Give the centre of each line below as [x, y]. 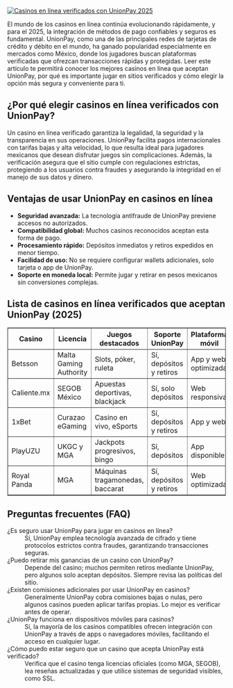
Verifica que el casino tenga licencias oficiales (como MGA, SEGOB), [122, 664]
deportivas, [113, 393]
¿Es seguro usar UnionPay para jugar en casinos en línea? [90, 531]
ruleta [104, 368]
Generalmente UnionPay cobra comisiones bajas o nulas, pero [113, 597]
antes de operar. [48, 612]
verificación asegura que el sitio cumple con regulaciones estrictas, [104, 162]
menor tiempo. [38, 252]
